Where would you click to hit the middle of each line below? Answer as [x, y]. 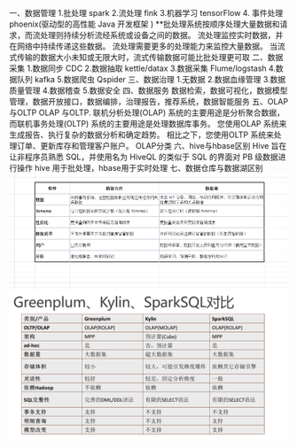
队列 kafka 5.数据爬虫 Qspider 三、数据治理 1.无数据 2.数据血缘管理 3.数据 [151, 79]
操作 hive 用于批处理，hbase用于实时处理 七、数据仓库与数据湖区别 [140, 168]
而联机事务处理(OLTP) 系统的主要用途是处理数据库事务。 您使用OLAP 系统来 [148, 124]
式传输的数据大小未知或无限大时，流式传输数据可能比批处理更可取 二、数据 [146, 57]
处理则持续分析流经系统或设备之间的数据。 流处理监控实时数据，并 [161, 35]
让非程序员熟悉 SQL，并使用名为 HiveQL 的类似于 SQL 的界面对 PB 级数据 [144, 157]
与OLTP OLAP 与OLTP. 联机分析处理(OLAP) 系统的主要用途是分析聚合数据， [147, 112]
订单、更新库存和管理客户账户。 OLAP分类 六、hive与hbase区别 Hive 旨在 [152, 146]
